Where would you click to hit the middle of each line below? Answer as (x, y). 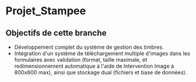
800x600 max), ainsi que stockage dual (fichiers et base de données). (100, 72)
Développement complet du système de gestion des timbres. (89, 47)
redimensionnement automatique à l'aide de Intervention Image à (94, 66)
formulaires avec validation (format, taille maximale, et (80, 60)
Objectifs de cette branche (56, 33)
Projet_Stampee (46, 11)
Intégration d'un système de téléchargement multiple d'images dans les (102, 53)
